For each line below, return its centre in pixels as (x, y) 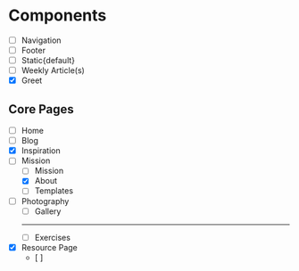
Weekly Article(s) (53, 70)
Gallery (48, 211)
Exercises (52, 237)
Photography (45, 201)
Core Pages (42, 109)
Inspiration (41, 151)
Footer (33, 50)
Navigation (41, 40)
